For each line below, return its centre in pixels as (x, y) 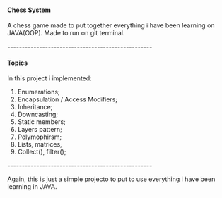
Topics (18, 63)
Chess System (29, 10)
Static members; (41, 122)
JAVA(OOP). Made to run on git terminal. (66, 33)
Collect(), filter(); (42, 152)
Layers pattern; (40, 130)
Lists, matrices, (40, 144)
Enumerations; (39, 92)
